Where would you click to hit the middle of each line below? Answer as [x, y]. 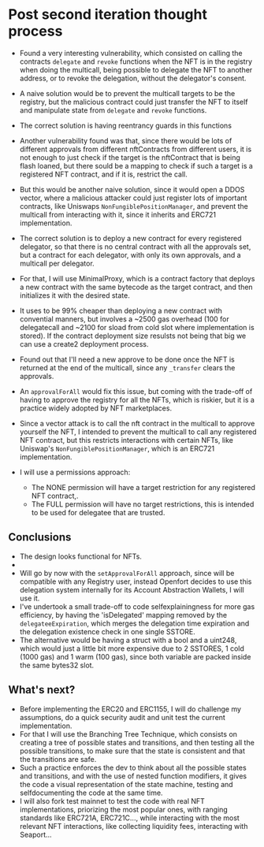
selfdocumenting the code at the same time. [91, 793]
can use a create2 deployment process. [84, 344]
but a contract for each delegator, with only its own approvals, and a [130, 254]
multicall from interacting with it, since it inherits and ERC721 [118, 214]
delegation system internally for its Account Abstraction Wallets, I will [132, 589]
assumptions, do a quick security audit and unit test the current [123, 717]
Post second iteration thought [108, 15]
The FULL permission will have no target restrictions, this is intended [143, 504]
